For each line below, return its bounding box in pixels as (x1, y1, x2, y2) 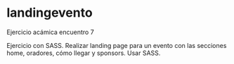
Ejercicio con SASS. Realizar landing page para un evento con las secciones (6, 41, 227, 49)
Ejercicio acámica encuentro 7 (6, 28, 94, 36)
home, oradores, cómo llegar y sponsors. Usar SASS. (6, 49, 161, 57)
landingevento (6, 5, 93, 21)
